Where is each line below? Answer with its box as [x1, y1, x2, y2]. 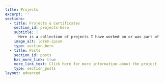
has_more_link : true [14, 57, 56, 62]
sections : [5, 16, 26, 21]
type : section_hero [14, 43, 54, 48]
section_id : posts [14, 52, 52, 58]
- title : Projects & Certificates [9, 21, 80, 26]
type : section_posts [14, 66, 56, 71]
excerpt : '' [5, 12, 29, 17]
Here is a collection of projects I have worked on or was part [18, 35, 153, 40]
